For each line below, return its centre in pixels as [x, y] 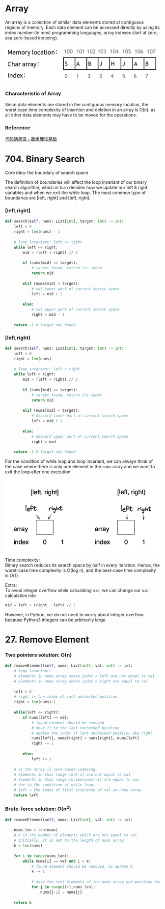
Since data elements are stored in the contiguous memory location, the [77, 104]
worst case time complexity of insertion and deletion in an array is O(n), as [80, 110]
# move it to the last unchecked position [75, 728]
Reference [18, 127]
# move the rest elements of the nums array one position [92, 882]
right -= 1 [42, 743]
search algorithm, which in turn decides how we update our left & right [76, 187]
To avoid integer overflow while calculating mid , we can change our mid [77, 590]
